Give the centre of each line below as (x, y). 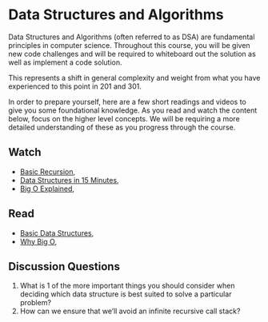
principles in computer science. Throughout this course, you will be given (129, 45)
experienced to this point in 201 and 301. (75, 86)
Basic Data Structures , (57, 233)
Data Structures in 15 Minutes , (69, 180)
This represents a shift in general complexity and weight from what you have (134, 78)
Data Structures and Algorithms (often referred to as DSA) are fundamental (132, 37)
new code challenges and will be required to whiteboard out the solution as (132, 54)
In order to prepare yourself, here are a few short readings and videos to (127, 101)
